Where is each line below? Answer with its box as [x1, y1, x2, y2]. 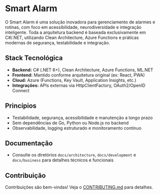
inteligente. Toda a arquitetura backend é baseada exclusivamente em [5, 29, 146, 35]
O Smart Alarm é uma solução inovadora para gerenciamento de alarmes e [5, 19, 155, 25]
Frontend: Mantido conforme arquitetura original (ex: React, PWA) [12, 72, 145, 78]
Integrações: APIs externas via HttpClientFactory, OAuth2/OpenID [12, 82, 145, 88]
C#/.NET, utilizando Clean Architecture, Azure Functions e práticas [5, 35, 139, 40]
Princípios [5, 102, 37, 110]
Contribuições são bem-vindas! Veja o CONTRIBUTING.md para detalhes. [5, 184, 153, 190]
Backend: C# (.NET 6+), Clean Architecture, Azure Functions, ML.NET [12, 67, 154, 73]
